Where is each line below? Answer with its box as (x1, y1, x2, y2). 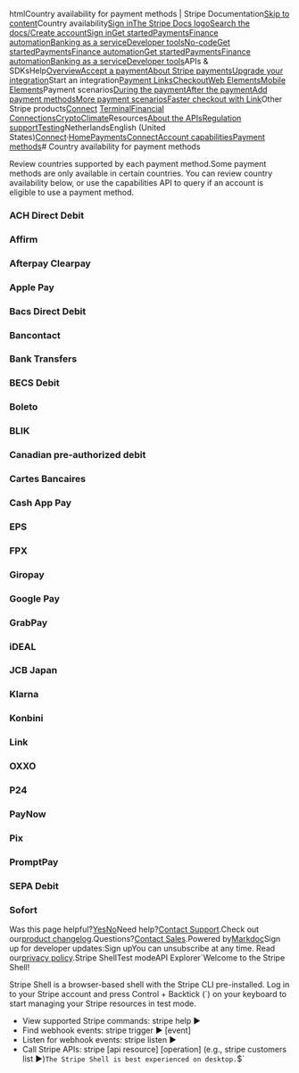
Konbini (9, 712, 44, 725)
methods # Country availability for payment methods (9, 141, 201, 152)
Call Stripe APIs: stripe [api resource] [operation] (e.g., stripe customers (21, 1044, 287, 1055)
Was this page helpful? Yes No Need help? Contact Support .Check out (9, 924, 260, 935)
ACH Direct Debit (9, 209, 85, 221)
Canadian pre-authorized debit (9, 449, 146, 462)
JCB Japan (9, 664, 58, 677)
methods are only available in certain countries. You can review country (9, 168, 273, 179)
